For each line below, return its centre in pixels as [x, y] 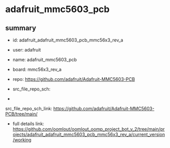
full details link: [28, 124]
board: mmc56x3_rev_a [37, 69]
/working [22, 140]
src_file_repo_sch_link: [29, 109]
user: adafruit [27, 50]
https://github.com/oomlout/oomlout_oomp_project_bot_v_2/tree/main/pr [89, 129]
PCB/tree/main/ [22, 114]
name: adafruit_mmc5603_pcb [45, 60]
